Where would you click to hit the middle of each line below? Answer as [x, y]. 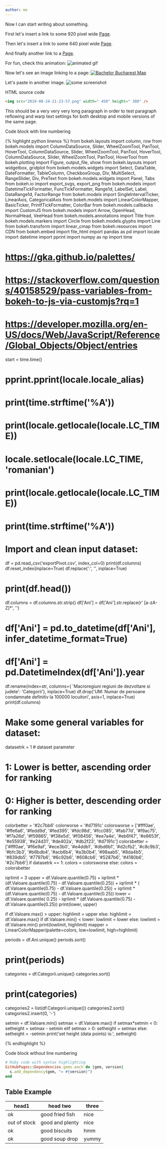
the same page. [21, 121]
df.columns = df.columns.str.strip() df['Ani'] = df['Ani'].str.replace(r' [74, 603]
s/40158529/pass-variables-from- [79, 291]
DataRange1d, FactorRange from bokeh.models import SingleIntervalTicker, [82, 194]
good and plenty [60, 1122]
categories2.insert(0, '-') [30, 1013]
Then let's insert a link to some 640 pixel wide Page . [59, 44]
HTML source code [25, 92]
